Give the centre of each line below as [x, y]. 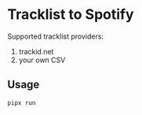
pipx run [22, 103]
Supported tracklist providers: [55, 36]
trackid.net [36, 51]
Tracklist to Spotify [71, 15]
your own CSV [42, 60]
